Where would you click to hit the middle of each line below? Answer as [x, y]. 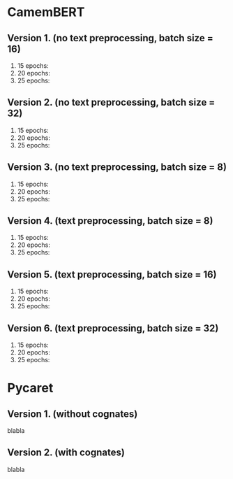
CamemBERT [46, 12]
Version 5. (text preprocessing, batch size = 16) [112, 274]
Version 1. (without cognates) [73, 414]
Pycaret [30, 388]
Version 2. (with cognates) [66, 453]
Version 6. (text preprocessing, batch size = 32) [113, 328]
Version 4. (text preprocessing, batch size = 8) [110, 221]
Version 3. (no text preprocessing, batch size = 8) [117, 167]
